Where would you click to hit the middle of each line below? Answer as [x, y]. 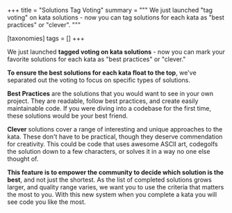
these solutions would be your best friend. [68, 116]
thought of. [23, 159]
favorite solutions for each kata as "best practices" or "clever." [97, 59]
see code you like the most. [47, 202]
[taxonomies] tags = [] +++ [46, 38]
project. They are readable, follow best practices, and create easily [103, 101]
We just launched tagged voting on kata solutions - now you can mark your [116, 52]
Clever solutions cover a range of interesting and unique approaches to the [115, 129]
